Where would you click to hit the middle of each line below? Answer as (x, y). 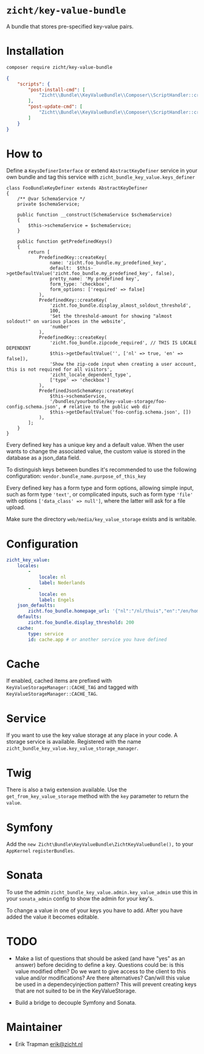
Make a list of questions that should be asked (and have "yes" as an (100, 958)
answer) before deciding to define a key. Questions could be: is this (99, 965)
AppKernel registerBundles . (40, 851)
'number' (60, 327)
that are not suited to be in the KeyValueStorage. (76, 991)
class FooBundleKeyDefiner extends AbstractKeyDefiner (77, 188)
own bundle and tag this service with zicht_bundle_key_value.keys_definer (101, 177)
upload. (16, 507)
